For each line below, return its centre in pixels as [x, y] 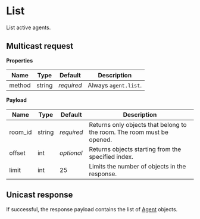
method [20, 85]
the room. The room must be [129, 132]
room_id [21, 132]
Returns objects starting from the [135, 149]
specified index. [111, 157]
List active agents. [29, 27]
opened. [100, 139]
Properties [20, 60]
